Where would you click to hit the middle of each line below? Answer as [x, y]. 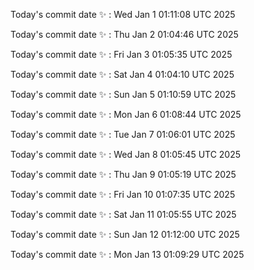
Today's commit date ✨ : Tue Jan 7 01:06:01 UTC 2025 [123, 134]
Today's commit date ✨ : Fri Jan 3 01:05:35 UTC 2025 [121, 54]
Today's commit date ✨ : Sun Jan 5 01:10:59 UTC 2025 [123, 94]
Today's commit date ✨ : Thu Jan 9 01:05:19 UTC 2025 [123, 174]
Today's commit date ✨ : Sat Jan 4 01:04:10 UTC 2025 [122, 74]
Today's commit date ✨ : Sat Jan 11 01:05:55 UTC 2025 [123, 214]
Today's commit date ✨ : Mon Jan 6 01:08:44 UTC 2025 [126, 114]
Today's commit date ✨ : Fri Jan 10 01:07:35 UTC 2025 [123, 194]
